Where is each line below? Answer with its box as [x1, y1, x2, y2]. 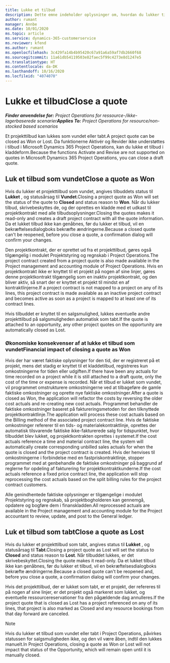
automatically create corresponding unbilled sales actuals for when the [5, 443, 153, 450]
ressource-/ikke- [102, 112, 138, 118]
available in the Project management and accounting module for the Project [5, 507, 163, 514]
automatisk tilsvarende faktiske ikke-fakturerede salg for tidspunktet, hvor [5, 428, 159, 434]
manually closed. [5, 652, 41, 658]
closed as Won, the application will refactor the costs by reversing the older [5, 395, 163, 401]
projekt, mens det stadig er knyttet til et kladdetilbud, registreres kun [5, 363, 148, 369]
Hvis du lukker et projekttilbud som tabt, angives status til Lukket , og [5, 541, 150, 547]
